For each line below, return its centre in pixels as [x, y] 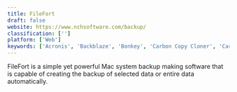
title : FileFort [31, 14]
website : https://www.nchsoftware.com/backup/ [77, 27]
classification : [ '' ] [39, 33]
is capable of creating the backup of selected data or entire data [101, 74]
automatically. [28, 81]
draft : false [26, 20]
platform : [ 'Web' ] [34, 40]
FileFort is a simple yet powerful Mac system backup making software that [115, 66]
